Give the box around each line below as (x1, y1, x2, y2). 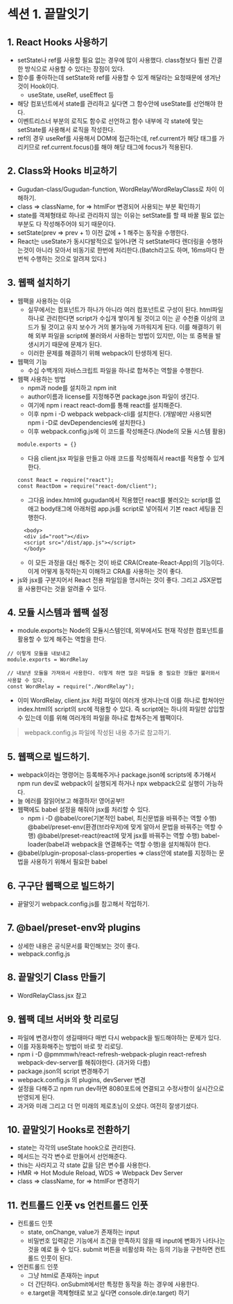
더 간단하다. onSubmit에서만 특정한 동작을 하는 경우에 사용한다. (27, 1280, 200, 1289)
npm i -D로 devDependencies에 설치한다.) (27, 418, 146, 426)
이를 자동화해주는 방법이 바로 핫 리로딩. (17, 1042, 123, 1050)
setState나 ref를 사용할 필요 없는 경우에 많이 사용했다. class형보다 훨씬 (17, 56, 210, 64)
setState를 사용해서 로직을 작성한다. (17, 126, 116, 134)
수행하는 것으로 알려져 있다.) (30, 255, 107, 263)
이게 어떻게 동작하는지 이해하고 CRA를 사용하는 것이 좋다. (27, 567, 183, 575)
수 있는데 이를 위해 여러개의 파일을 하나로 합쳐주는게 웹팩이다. (17, 714, 184, 722)
